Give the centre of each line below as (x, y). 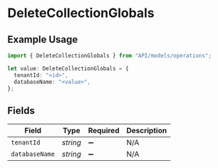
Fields (21, 111)
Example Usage (43, 40)
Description (147, 131)
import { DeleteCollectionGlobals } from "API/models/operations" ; (110, 56)
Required (104, 131)
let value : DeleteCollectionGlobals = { (68, 68)
